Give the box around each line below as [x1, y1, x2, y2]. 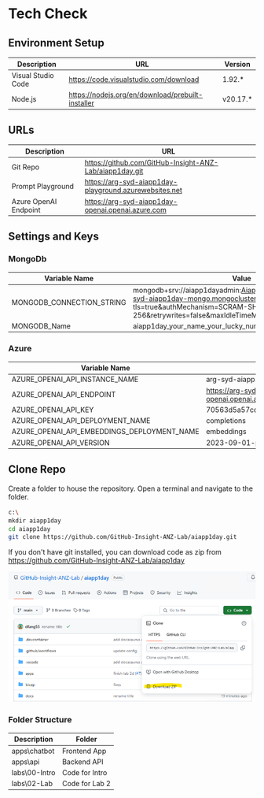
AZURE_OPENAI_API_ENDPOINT [11, 390, 116, 399]
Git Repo [11, 162, 40, 172]
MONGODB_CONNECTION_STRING [11, 298, 126, 307]
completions [205, 416, 246, 425]
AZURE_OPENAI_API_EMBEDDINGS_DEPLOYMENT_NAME [11, 427, 200, 436]
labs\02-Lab [11, 779, 53, 789]
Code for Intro [61, 768, 108, 778]
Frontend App [61, 746, 107, 755]
